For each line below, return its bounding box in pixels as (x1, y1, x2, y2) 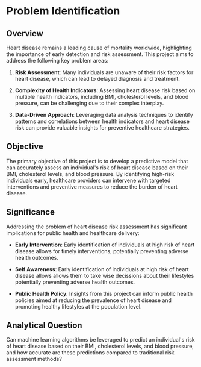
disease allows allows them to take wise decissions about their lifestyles (14, 272, 194, 279)
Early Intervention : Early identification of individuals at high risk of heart (14, 241, 195, 248)
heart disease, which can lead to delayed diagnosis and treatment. (14, 75, 181, 82)
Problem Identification (6, 4, 120, 18)
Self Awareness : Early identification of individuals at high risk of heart (14, 265, 189, 272)
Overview (6, 28, 44, 39)
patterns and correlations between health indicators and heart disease (14, 118, 190, 125)
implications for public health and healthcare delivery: (6, 229, 140, 236)
